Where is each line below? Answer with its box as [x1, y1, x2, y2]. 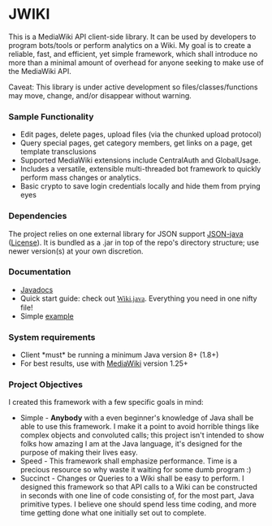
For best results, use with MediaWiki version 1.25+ [19, 359, 188, 368]
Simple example [19, 311, 75, 321]
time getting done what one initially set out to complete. [19, 508, 207, 518]
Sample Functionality [8, 111, 94, 122]
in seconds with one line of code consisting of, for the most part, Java [19, 491, 254, 501]
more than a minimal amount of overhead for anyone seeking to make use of [8, 58, 264, 67]
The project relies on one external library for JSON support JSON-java [8, 228, 244, 238]
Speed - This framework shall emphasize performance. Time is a [19, 456, 238, 466]
